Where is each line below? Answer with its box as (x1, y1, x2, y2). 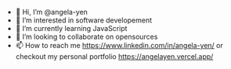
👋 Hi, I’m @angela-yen (15, 8, 88, 16)
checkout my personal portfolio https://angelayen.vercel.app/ (15, 52, 214, 61)
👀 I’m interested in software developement (15, 16, 153, 25)
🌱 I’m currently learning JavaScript (15, 24, 128, 33)
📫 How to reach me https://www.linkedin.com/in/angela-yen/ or (15, 41, 223, 50)
